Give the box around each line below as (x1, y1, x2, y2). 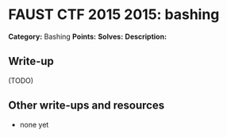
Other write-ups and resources (8, 99, 165, 112)
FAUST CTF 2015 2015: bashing (8, 6, 220, 24)
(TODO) (8, 75, 34, 85)
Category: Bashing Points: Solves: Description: (8, 32, 167, 41)
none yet (19, 120, 49, 129)
